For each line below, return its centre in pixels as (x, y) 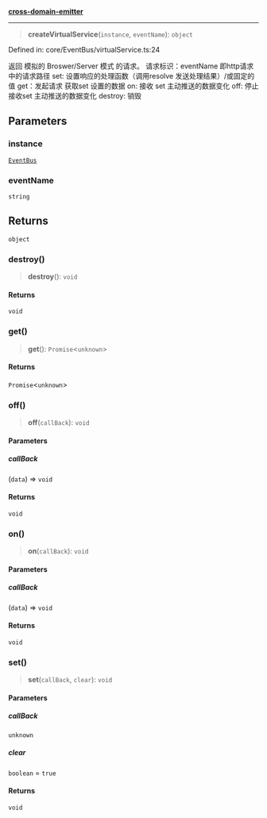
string (19, 197)
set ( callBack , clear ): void (70, 680)
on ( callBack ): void (58, 551)
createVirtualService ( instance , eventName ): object (110, 34)
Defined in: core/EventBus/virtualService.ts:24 (84, 50)
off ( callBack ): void (58, 423)
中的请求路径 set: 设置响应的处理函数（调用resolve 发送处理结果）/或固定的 (132, 76)
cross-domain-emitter (46, 12)
